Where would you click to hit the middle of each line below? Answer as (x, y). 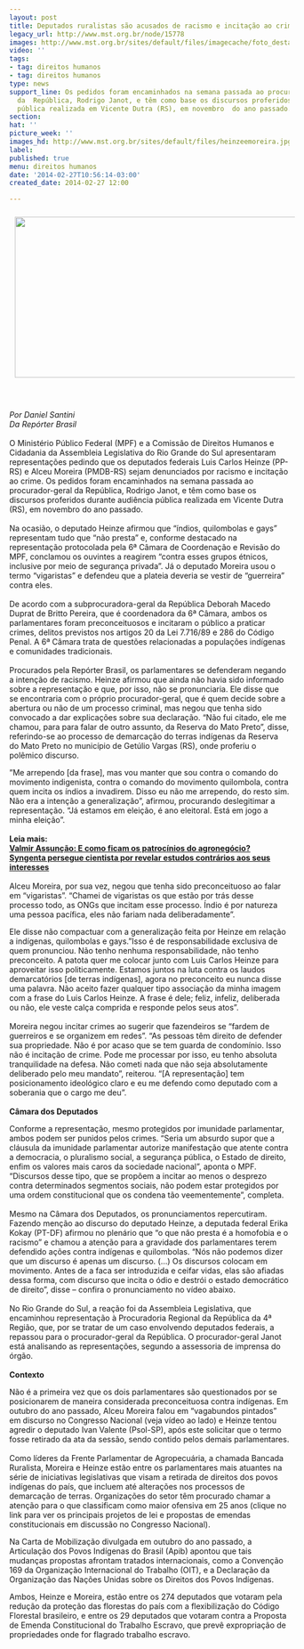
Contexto (27, 1375)
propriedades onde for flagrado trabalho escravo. (100, 1635)
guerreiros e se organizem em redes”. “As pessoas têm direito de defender (146, 1036)
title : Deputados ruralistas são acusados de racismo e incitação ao (141, 26)
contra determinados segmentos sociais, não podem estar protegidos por (144, 1186)
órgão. (21, 1356)
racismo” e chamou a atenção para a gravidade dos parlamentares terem (143, 1242)
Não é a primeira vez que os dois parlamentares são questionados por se (144, 1392)
